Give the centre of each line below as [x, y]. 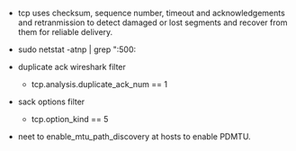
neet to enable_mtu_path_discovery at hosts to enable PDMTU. [134, 137]
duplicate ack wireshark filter [72, 67]
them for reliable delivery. [65, 32]
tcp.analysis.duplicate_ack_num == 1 [99, 84]
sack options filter [51, 102]
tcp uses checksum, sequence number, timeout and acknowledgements [151, 13]
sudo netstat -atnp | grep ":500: [77, 49]
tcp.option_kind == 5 [70, 119]
